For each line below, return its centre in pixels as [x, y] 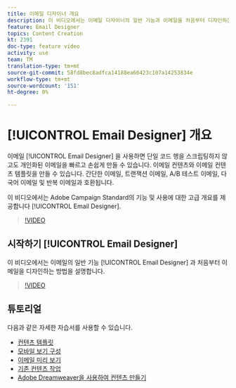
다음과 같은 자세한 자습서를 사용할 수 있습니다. [70, 327]
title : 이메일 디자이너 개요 [43, 14]
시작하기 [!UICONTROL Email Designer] [93, 244]
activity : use [28, 53]
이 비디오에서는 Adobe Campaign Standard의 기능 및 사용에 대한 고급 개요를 [113, 198]
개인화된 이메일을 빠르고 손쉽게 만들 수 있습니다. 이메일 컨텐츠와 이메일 [117, 165]
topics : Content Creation [45, 33]
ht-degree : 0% [28, 92]
